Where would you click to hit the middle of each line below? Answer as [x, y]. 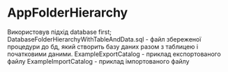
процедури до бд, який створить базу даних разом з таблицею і [103, 46]
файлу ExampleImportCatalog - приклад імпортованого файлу [98, 61]
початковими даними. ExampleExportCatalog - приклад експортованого [114, 54]
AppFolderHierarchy [68, 13]
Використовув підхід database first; [60, 32]
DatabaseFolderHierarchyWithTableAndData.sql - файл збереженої [104, 39]
